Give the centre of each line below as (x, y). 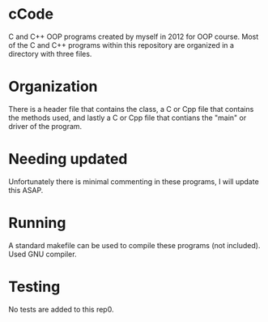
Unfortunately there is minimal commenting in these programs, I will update (134, 181)
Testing (34, 287)
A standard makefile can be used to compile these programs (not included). (134, 245)
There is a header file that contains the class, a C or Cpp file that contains (131, 109)
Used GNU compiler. (43, 254)
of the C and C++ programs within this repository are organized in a (121, 45)
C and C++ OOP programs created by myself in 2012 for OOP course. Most (134, 36)
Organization (53, 87)
